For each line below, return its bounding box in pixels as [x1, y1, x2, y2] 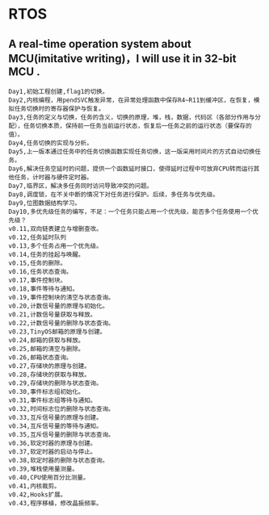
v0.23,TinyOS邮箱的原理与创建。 [8, 328, 107, 336]
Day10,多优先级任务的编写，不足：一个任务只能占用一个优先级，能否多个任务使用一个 [8, 207, 253, 216]
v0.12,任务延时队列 [8, 233, 67, 241]
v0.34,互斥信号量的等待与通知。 [8, 422, 103, 430]
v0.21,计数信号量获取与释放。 [8, 311, 97, 319]
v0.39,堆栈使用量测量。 [8, 465, 79, 473]
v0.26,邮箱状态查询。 [8, 354, 73, 362]
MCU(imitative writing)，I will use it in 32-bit [8, 52, 237, 65]
